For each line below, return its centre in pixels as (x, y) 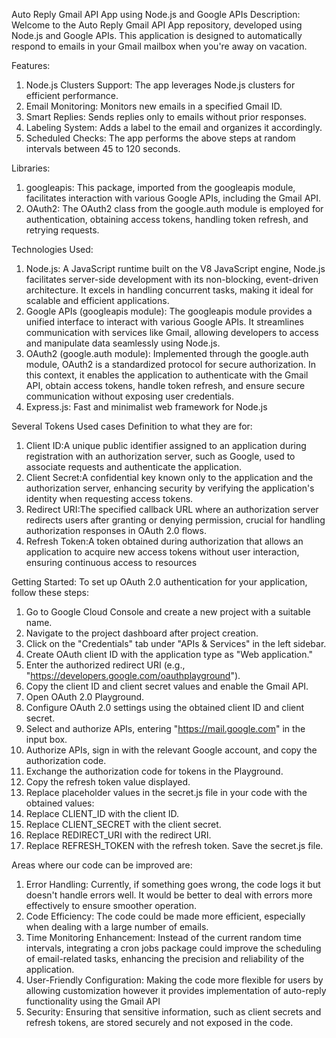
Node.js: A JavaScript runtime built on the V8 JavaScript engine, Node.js (175, 268)
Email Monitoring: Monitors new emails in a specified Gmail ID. (154, 106)
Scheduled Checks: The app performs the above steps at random (160, 138)
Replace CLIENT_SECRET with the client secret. (123, 824)
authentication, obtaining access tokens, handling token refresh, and (167, 219)
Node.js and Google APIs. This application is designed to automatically (157, 35)
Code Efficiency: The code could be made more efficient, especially (165, 916)
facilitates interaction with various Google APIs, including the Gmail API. (173, 198)
